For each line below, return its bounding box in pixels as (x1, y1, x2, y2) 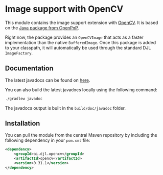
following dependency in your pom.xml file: (5, 137, 91, 143)
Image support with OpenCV (5, 3, 123, 15)
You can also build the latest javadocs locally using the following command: (5, 87, 158, 93)
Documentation (5, 64, 54, 73)
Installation (5, 119, 40, 128)
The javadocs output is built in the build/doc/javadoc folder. (5, 105, 126, 111)
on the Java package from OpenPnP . (5, 25, 79, 30)
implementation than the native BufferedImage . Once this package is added (5, 39, 156, 45)
